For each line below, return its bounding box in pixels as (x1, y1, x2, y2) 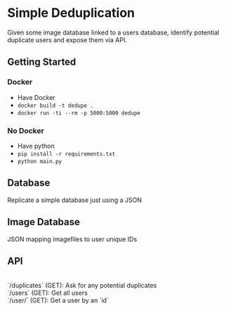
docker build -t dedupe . (17, 102, 93, 109)
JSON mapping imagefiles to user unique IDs (7, 234, 138, 243)
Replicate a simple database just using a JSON (7, 196, 142, 204)
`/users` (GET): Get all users (7, 288, 88, 297)
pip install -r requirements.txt (17, 150, 116, 158)
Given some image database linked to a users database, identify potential (7, 28, 220, 37)
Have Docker (17, 93, 55, 101)
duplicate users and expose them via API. (7, 35, 128, 44)
